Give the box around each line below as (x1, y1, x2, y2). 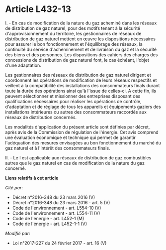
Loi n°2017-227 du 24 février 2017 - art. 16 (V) (12, 240, 107, 246)
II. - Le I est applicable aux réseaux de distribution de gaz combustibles (5, 154, 152, 160)
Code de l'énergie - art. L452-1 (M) (12, 215, 84, 221)
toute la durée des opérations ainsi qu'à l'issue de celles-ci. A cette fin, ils (5, 88, 157, 94)
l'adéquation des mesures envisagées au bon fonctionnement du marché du (5, 139, 162, 145)
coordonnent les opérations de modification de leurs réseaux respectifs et (5, 77, 157, 83)
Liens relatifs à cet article (5, 175, 59, 181)
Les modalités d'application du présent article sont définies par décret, (5, 124, 150, 130)
